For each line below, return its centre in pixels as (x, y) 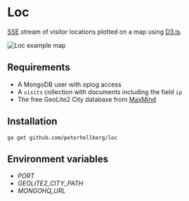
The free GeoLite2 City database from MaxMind (87, 99)
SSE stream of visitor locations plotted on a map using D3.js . (95, 32)
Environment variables (58, 159)
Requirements (39, 67)
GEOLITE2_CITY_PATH (50, 183)
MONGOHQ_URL (41, 191)
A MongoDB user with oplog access (69, 84)
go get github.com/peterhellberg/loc (63, 138)
